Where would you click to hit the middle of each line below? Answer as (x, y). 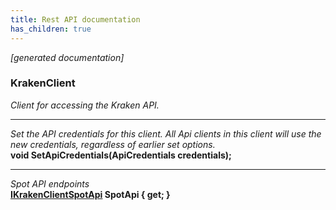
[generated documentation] (67, 57)
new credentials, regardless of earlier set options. (113, 144)
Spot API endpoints (50, 183)
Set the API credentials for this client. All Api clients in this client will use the (166, 133)
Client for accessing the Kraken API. (85, 105)
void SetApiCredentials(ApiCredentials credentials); (121, 155)
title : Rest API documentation (75, 19)
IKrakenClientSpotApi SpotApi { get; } (90, 194)
